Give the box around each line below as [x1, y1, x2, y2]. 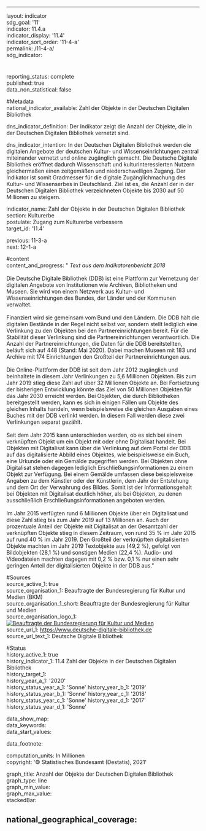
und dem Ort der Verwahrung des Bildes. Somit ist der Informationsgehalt [6, 483, 192, 491]
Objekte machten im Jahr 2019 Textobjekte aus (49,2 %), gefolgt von [6, 542, 181, 550]
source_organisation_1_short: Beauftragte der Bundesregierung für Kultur [6, 600, 190, 607]
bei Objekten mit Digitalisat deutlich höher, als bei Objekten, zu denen [6, 490, 182, 497]
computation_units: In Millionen [6, 752, 85, 759]
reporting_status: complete [6, 73, 75, 80]
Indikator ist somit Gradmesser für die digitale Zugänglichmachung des [6, 174, 186, 181]
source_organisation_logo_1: [6, 613, 77, 620]
